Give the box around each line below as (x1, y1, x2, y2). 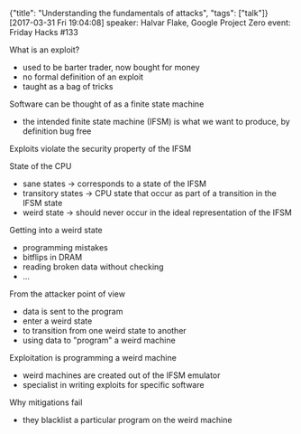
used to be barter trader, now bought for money (22, 62, 200, 72)
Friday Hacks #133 (9, 27, 78, 37)
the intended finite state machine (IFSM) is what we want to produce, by (22, 117, 290, 127)
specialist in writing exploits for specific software (22, 380, 205, 390)
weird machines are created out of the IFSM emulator (22, 370, 221, 381)
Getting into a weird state (9, 225, 103, 235)
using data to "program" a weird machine (22, 335, 176, 345)
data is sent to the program (22, 307, 123, 316)
